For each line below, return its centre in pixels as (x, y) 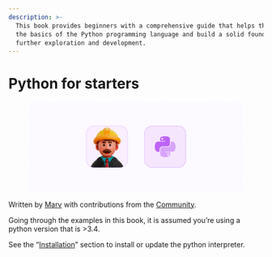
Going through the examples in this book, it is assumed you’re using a (124, 220)
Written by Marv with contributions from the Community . (102, 204)
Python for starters (74, 84)
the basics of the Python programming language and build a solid (130, 34)
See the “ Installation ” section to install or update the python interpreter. (127, 244)
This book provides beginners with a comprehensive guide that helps (135, 26)
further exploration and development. (81, 43)
